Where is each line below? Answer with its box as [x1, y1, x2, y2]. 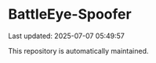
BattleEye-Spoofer [8, 5, 132, 23]
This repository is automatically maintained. [8, 46, 149, 55]
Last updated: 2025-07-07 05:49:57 [8, 31, 125, 40]
